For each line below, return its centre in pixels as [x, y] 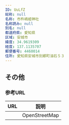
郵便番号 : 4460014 [23, 51]
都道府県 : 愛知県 [20, 33]
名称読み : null [19, 24]
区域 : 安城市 [17, 38]
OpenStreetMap [40, 116]
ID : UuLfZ [15, 10]
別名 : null [16, 28]
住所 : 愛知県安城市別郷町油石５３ [35, 56]
